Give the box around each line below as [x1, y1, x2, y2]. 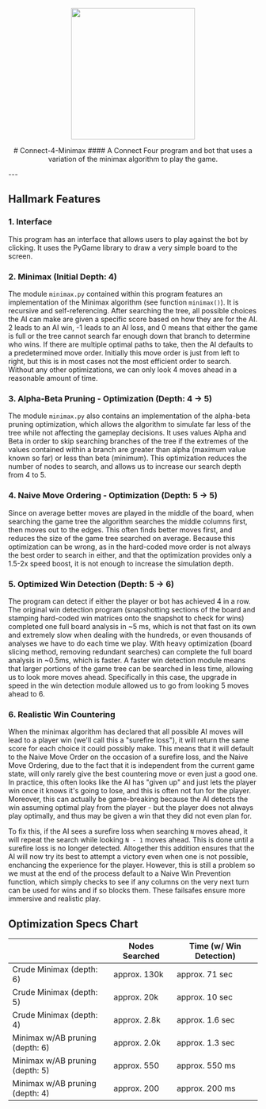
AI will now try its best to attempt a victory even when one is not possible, [8, 852, 249, 861]
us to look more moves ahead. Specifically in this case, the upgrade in [8, 672, 237, 681]
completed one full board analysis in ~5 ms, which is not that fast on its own [8, 621, 256, 631]
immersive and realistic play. [8, 894, 101, 904]
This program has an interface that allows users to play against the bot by [8, 234, 249, 244]
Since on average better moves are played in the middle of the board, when [8, 508, 255, 517]
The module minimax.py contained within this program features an [8, 289, 223, 298]
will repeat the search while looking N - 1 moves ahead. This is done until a [8, 835, 255, 845]
